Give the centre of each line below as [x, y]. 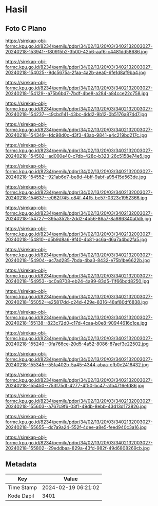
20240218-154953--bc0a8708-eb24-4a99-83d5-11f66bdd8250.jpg [77, 281]
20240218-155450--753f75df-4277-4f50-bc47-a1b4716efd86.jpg [75, 386]
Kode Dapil [21, 496]
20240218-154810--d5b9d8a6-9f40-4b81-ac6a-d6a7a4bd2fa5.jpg [76, 239]
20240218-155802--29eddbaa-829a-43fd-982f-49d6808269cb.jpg [77, 448]
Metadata [21, 464]
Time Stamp [23, 488]
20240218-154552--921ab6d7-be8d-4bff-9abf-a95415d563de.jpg [76, 177]
